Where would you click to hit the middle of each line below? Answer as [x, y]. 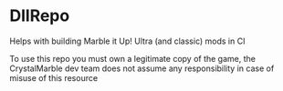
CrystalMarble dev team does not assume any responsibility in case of [142, 68]
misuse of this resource [54, 77]
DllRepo [40, 16]
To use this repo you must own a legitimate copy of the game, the [132, 58]
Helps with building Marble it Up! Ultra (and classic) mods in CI [127, 41]
